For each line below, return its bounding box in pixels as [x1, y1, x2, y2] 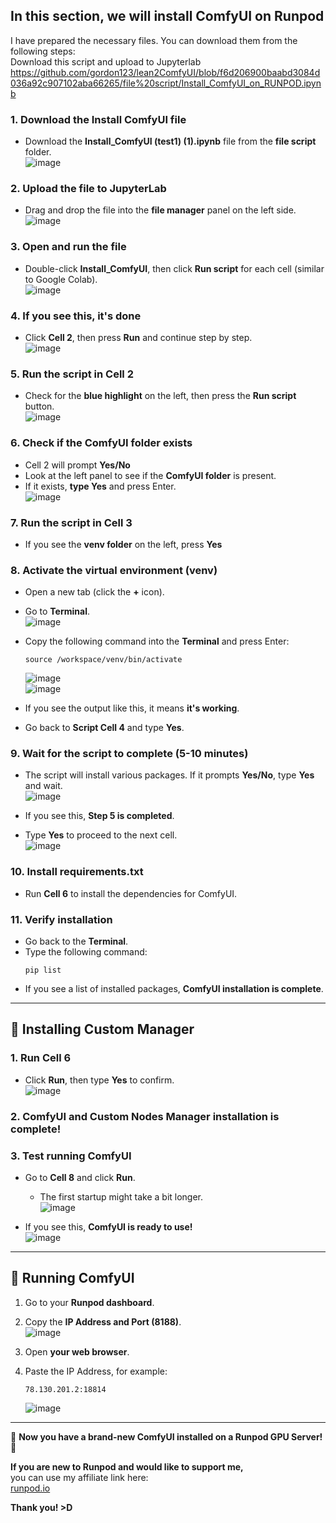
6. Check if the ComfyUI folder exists [10, 436, 193, 450]
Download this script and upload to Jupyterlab [10, 55, 202, 68]
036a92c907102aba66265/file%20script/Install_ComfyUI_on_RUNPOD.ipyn [10, 77, 322, 89]
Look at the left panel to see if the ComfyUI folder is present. [24, 469, 277, 481]
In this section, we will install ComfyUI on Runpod [10, 8, 325, 25]
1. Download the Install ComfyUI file [10, 112, 187, 126]
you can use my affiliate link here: [10, 1471, 149, 1483]
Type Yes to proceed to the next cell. [24, 829, 178, 841]
